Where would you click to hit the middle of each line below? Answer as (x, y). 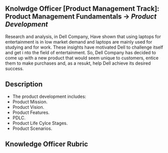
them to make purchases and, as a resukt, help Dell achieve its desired (78, 63)
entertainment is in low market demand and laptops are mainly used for (79, 42)
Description (24, 85)
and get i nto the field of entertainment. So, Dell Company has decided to (81, 52)
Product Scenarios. (32, 128)
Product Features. (31, 112)
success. (15, 68)
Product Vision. (28, 107)
